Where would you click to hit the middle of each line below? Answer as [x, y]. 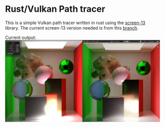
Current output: [21, 37]
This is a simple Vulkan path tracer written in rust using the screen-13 [75, 23]
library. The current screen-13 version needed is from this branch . [72, 28]
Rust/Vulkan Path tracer [55, 9]
